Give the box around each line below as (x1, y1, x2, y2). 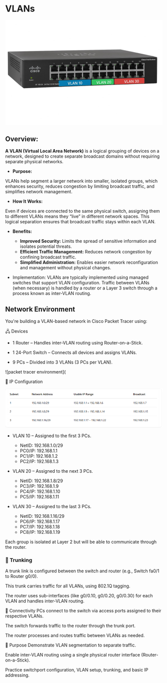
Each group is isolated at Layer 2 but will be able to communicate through (5, 539, 157, 545)
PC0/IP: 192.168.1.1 (19, 448, 57, 454)
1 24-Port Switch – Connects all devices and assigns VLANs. (12, 350, 137, 356)
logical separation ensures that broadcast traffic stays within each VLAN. (5, 219, 156, 225)
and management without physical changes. (19, 265, 111, 271)
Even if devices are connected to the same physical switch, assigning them (5, 208, 160, 214)
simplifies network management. (5, 189, 72, 195)
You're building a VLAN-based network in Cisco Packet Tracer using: (5, 318, 147, 324)
